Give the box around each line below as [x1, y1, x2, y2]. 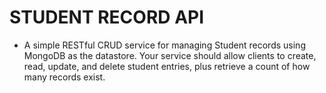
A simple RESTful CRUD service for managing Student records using [23, 39, 306, 51]
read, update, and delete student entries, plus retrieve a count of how [23, 60, 311, 72]
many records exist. [23, 71, 106, 83]
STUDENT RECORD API [9, 6, 205, 29]
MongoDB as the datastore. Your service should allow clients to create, [23, 49, 317, 61]
